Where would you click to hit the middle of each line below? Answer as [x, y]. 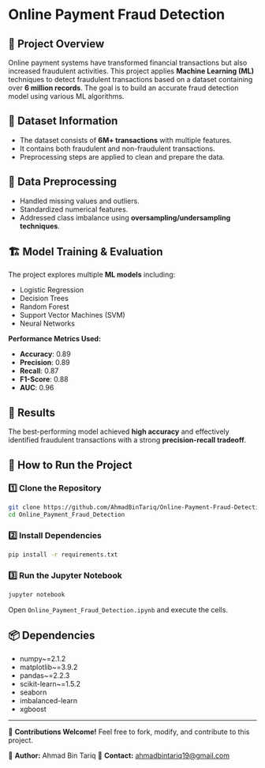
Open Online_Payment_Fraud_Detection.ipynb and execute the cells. [118, 610]
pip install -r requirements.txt [63, 555]
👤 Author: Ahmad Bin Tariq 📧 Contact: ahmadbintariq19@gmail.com [119, 755]
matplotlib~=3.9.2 [49, 667]
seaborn [33, 692]
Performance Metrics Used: [54, 339]
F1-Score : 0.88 [44, 379]
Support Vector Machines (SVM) [73, 315]
